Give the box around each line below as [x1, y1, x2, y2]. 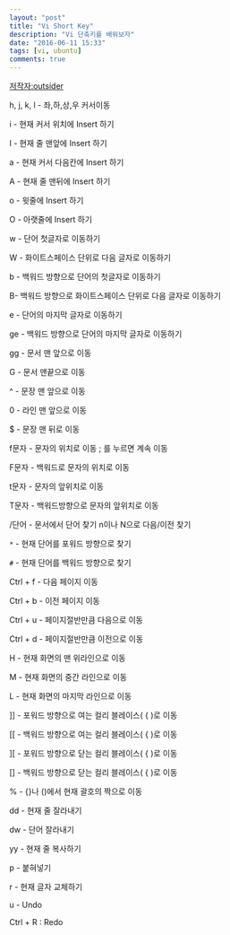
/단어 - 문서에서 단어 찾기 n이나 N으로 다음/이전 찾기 [9, 520, 192, 529]
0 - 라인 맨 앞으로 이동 [9, 405, 87, 415]
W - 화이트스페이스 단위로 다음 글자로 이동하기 [9, 252, 172, 263]
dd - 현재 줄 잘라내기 [9, 805, 82, 816]
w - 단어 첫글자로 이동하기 [9, 233, 101, 243]
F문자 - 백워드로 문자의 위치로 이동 [9, 462, 130, 472]
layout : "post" [9, 13, 66, 22]
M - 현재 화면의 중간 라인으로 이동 [9, 672, 128, 682]
